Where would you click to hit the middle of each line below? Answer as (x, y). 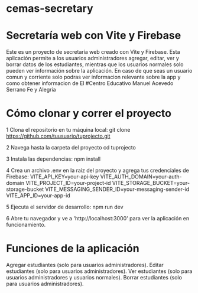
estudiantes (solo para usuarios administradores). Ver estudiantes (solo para (99, 271)
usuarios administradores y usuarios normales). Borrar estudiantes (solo (94, 277)
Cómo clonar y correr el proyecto (89, 113)
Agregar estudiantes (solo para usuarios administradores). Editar (85, 265)
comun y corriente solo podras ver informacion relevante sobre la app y (93, 77)
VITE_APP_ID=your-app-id (38, 196)
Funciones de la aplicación (73, 248)
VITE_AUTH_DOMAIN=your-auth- (141, 177)
